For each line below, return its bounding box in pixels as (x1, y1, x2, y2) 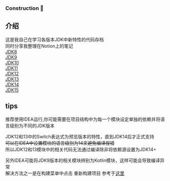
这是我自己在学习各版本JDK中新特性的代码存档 (5, 36, 104, 43)
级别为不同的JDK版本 (9, 122, 55, 129)
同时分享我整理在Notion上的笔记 (5, 43, 73, 49)
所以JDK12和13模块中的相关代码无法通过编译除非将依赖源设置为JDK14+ (5, 146, 157, 152)
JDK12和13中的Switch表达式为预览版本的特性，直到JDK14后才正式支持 (5, 133, 155, 139)
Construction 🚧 (5, 5, 44, 12)
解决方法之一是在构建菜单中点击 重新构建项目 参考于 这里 (5, 170, 124, 176)
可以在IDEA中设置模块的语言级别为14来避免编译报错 (5, 140, 115, 146)
